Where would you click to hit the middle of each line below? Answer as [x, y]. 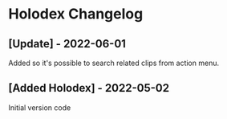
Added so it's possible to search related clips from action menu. [113, 63]
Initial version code [40, 107]
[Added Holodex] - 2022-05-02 [89, 88]
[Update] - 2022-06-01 [67, 44]
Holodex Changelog [76, 14]
